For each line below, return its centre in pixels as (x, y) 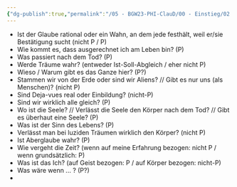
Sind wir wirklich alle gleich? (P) (64, 102)
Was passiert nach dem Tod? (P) (65, 57)
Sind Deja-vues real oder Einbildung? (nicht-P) (85, 95)
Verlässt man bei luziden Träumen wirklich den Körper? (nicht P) (111, 132)
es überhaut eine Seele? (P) (58, 117)
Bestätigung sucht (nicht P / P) (62, 42)
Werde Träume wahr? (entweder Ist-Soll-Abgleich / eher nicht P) (111, 64)
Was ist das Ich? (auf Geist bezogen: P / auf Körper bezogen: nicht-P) (119, 162)
